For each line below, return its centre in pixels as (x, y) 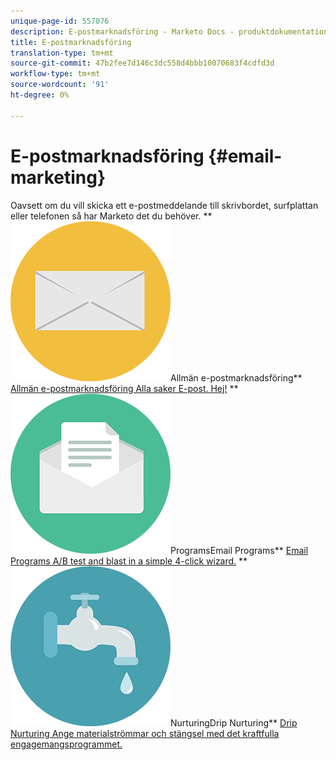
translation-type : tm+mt (62, 53)
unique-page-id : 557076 (60, 21)
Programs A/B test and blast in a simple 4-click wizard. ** (129, 561)
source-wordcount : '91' (60, 85)
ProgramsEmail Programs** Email (239, 550)
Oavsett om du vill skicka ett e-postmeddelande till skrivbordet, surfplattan (164, 205)
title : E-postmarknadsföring (71, 42)
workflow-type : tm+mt (55, 74)
